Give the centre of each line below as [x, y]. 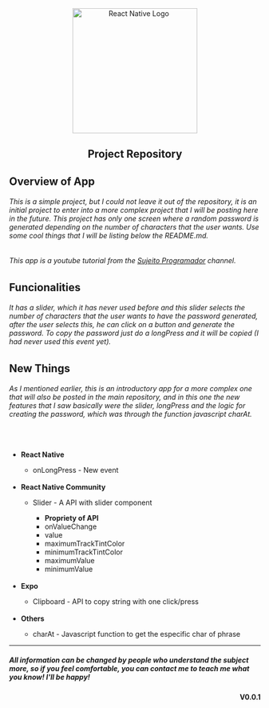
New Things [40, 368]
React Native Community [63, 487]
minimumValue [69, 569]
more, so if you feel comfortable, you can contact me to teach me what [129, 668]
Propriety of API [71, 518]
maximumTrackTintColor [85, 544]
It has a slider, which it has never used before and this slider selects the [127, 308]
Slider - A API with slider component [92, 502]
